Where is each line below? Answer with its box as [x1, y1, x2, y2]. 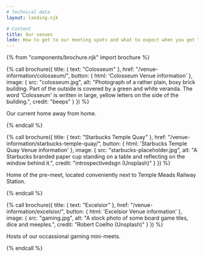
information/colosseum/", [6, 72, 70, 79]
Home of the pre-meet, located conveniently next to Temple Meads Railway [6, 172, 196, 179]
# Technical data [6, 9, 51, 15]
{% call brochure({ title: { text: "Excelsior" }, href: [6, 201, 129, 209]
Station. [6, 178, 26, 185]
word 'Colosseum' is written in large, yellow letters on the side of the [6, 92, 179, 99]
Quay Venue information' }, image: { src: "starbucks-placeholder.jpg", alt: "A [6, 147, 198, 154]
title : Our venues [6, 31, 53, 37]
